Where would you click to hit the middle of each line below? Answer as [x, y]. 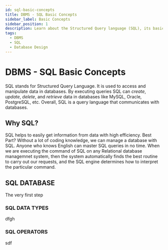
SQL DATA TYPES [27, 208]
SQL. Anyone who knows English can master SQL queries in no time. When [82, 146]
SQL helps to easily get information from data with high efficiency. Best [78, 135]
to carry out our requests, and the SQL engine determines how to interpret [82, 162]
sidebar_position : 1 [27, 24]
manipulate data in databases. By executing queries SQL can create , [75, 91]
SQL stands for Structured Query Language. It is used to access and [75, 86]
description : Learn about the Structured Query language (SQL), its [78, 29]
